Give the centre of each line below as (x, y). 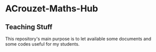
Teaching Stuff (29, 27)
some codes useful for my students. (42, 44)
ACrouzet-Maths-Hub (52, 9)
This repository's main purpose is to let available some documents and (78, 39)
